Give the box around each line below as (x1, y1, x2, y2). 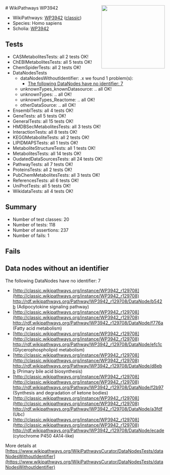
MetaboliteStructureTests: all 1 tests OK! (12, 145, 96, 151)
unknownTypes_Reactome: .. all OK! (20, 96, 95, 103)
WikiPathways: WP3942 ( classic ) (12, 15, 82, 21)
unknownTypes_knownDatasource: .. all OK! (20, 86, 112, 92)
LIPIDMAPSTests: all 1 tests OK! (12, 139, 78, 146)
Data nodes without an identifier (5, 264, 109, 273)
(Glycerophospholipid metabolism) (12, 346, 85, 352)
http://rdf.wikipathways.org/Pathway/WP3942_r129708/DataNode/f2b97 (12, 384, 164, 390)
